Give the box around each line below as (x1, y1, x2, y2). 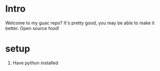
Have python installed (12, 59, 58, 66)
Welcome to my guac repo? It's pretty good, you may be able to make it (5, 20, 155, 26)
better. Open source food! (5, 25, 59, 31)
